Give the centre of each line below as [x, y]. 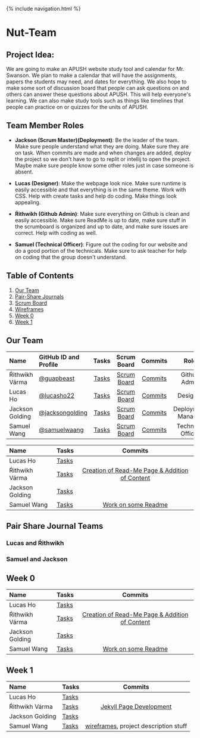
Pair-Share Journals [39, 296]
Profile [49, 365]
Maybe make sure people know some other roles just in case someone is [104, 165]
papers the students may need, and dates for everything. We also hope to [96, 82]
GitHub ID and [59, 357]
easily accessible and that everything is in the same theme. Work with [100, 190]
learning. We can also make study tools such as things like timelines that [95, 100]
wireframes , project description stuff [136, 726]
